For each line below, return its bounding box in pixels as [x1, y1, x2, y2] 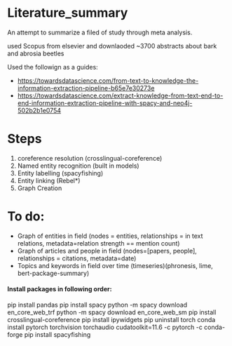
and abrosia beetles [7, 49, 64, 58]
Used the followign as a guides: [7, 62, 98, 71]
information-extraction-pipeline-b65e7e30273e [17, 84, 155, 92]
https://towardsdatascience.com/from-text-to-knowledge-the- [17, 76, 199, 85]
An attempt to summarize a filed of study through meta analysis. [7, 28, 193, 36]
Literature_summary [7, 5, 128, 21]
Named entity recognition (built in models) [17, 161, 139, 170]
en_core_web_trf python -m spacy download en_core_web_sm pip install [7, 308, 217, 317]
